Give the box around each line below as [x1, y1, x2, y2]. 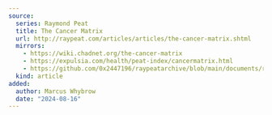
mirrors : [15, 42, 45, 50]
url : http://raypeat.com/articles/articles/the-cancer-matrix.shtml [15, 34, 252, 43]
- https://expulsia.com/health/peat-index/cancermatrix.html [23, 57, 233, 66]
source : [8, 11, 35, 20]
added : [8, 79, 31, 87]
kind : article [15, 72, 63, 80]
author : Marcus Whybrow [15, 87, 96, 96]
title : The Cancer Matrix [15, 27, 104, 35]
